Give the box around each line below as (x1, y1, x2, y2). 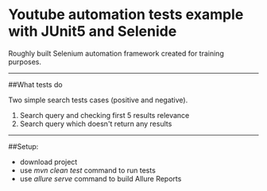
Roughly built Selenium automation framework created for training (8, 48, 224, 58)
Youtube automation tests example (8, 6, 244, 24)
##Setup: (8, 141, 39, 151)
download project (19, 157, 78, 166)
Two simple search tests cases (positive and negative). (8, 95, 188, 105)
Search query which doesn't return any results (19, 119, 172, 128)
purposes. (8, 57, 42, 67)
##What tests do (8, 79, 63, 89)
